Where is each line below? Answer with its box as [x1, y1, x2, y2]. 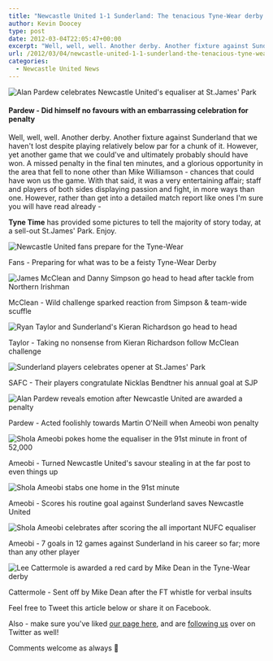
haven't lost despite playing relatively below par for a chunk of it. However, [8, 141, 258, 150]
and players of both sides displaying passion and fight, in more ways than [8, 184, 255, 194]
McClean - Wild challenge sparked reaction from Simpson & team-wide [8, 298, 248, 307]
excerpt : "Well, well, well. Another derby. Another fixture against [8, 42, 249, 50]
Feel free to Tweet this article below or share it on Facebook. [8, 602, 211, 612]
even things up [8, 467, 58, 476]
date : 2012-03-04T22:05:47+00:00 [8, 34, 122, 43]
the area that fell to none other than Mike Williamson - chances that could [8, 167, 254, 176]
